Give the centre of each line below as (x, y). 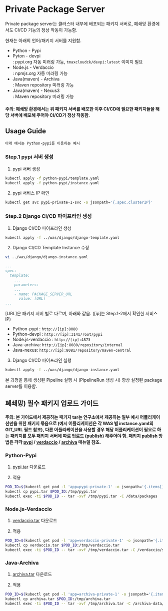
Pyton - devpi (26, 55)
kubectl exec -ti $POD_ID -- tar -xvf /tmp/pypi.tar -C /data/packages (81, 496)
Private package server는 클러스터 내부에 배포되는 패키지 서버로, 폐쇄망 (76, 23)
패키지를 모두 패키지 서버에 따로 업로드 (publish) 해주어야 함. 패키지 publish (84, 436)
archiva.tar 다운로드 (32, 574)
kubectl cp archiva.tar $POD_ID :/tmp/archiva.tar (58, 599)
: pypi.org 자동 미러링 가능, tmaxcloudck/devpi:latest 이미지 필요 (77, 61)
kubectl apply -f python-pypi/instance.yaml (52, 183)
